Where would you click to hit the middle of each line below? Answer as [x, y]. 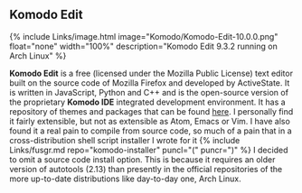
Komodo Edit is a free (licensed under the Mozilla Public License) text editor [151, 73]
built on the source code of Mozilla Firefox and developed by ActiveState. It [150, 83]
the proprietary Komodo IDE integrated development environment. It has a [148, 102]
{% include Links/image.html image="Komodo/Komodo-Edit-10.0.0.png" [144, 36]
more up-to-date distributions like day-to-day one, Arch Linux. [125, 179]
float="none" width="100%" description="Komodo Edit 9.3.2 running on [143, 46]
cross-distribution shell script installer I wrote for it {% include [125, 140]
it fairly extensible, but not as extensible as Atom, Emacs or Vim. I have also [150, 121]
